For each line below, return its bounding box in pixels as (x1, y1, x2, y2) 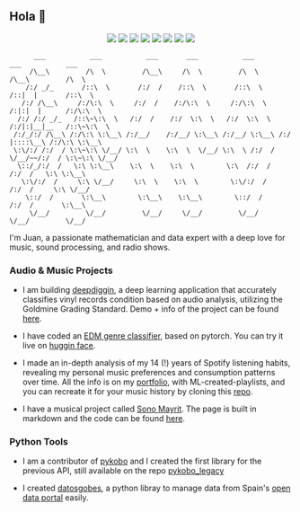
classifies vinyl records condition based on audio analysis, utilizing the (22, 294, 283, 305)
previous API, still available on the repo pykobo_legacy (22, 465, 225, 476)
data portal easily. (22, 492, 89, 503)
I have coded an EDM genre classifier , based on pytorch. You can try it (22, 331, 284, 341)
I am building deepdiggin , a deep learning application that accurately (22, 285, 277, 296)
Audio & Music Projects (9, 264, 114, 277)
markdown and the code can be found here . (22, 413, 186, 424)
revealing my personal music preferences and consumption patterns (22, 367, 276, 378)
